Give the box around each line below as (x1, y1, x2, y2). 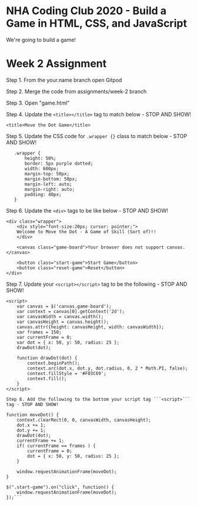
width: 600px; (24, 165, 59, 172)
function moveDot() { (6, 412, 59, 417)
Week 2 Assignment (6, 57, 107, 70)
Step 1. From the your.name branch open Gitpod (6, 76, 122, 83)
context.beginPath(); (27, 360, 81, 366)
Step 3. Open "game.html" (6, 99, 70, 106)
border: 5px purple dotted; (24, 161, 94, 167)
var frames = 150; (16, 329, 62, 335)
